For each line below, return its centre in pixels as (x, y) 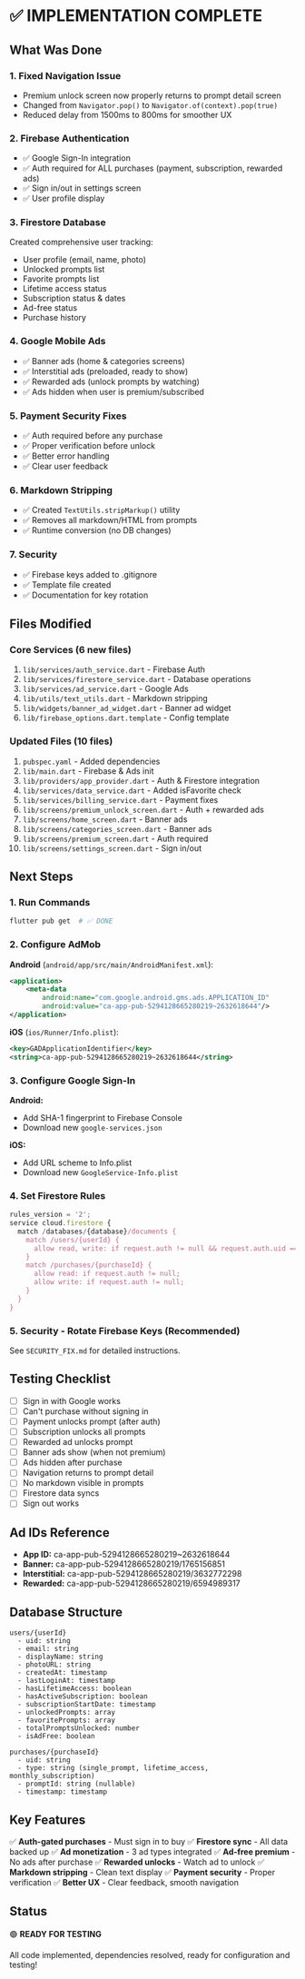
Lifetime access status (64, 289)
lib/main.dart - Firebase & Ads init (88, 771)
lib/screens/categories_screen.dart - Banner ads (117, 828)
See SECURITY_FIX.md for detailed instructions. (95, 1351)
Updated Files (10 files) (61, 741)
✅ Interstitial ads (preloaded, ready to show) (105, 371)
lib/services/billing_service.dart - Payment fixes (120, 799)
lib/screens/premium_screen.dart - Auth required (115, 838)
